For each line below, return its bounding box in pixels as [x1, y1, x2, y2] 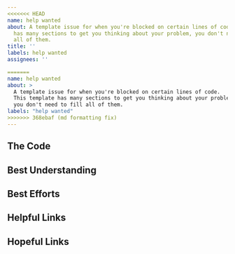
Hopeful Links [7, 236, 69, 248]
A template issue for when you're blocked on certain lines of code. [13, 88, 220, 95]
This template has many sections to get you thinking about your [13, 95, 208, 102]
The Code [7, 140, 51, 152]
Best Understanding [7, 164, 97, 176]
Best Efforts [7, 187, 61, 200]
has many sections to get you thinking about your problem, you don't [13, 29, 224, 37]
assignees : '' [7, 56, 49, 63]
